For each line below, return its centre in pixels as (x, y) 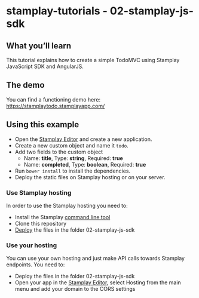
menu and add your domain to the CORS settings (75, 289)
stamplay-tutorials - (57, 11)
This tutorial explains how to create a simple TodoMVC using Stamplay (93, 60)
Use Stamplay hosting (39, 192)
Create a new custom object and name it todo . (71, 145)
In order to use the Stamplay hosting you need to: (67, 205)
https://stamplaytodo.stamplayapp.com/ (56, 106)
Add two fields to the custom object (59, 152)
